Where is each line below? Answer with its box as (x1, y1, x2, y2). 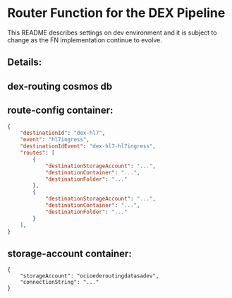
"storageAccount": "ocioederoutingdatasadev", (20, 273, 159, 280)
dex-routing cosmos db (7, 80, 113, 93)
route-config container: (7, 105, 114, 117)
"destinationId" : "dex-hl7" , (20, 129, 106, 137)
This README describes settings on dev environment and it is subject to (7, 28, 217, 37)
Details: (7, 56, 42, 68)
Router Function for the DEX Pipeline (7, 5, 226, 21)
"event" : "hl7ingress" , (20, 136, 90, 143)
